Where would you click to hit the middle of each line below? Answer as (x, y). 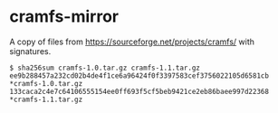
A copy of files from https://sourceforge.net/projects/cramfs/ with (132, 42)
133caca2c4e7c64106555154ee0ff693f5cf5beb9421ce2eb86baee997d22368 (139, 91)
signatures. (30, 51)
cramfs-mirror (64, 17)
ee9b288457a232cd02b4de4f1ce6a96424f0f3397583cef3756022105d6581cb (139, 75)
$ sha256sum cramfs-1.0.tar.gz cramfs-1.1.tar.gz (105, 68)
